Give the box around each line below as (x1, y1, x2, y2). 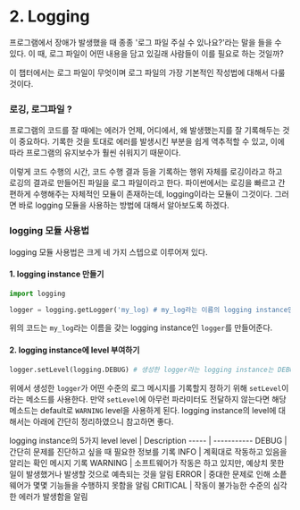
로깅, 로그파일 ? (9, 103, 73, 115)
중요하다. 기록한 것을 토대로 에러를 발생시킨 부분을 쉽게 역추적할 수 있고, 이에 (18, 136, 286, 147)
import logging (9, 289, 66, 298)
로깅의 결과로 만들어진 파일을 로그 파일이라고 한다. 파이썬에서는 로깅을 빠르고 (9, 177, 277, 189)
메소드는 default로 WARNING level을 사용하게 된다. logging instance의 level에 (9, 404, 277, 415)
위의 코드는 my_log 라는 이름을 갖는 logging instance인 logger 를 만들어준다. (9, 322, 273, 333)
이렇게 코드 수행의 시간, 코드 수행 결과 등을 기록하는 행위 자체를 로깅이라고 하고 (9, 166, 283, 177)
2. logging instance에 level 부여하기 (9, 344, 140, 355)
